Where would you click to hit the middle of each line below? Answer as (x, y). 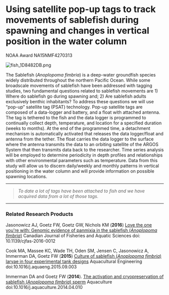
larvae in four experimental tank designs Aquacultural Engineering (74, 262)
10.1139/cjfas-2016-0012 (31, 241)
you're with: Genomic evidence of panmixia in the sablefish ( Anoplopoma (81, 231)
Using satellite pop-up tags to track (81, 9)
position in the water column (66, 42)
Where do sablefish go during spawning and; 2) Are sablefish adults (76, 96)
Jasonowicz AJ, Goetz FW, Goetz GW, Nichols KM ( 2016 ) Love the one (79, 225)
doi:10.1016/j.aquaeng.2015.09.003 (41, 267)
